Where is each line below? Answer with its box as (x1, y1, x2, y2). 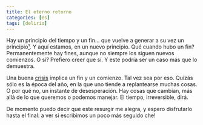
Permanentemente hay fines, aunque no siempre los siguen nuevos (6, 50, 175, 57)
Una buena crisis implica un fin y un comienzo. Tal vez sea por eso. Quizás (6, 74, 193, 82)
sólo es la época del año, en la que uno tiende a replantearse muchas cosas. (6, 81, 198, 88)
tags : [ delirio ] (6, 20, 47, 26)
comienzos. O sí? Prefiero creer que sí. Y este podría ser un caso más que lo (6, 56, 198, 64)
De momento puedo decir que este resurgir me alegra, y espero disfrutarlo (6, 106, 193, 113)
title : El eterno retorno (6, 8, 72, 15)
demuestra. (6, 62, 35, 70)
